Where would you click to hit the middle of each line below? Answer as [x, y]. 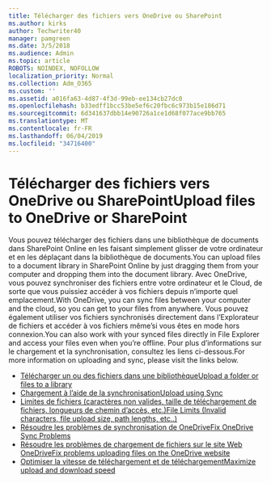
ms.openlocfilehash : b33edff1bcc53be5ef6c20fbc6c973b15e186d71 [117, 106]
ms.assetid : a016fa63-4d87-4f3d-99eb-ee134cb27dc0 [95, 99]
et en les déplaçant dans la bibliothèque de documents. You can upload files [135, 257]
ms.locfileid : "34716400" [52, 143]
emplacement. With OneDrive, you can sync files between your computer [129, 300]
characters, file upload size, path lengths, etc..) [99, 419]
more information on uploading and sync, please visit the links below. [123, 360]
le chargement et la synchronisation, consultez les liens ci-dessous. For [127, 351]
